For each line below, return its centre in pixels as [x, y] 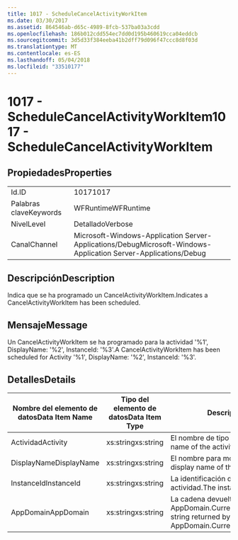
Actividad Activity [39, 442]
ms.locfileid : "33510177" [45, 67]
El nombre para [196, 459]
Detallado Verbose [103, 224]
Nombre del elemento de [55, 408]
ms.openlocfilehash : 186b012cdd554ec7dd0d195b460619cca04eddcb [103, 34]
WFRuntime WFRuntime [112, 208]
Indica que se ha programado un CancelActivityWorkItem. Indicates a [108, 296]
